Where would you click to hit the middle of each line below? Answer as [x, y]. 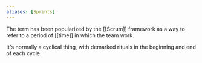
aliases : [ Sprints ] [31, 12]
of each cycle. [24, 53]
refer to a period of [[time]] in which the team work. [70, 35]
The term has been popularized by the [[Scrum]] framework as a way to [96, 29]
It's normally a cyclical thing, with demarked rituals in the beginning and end [101, 47]
